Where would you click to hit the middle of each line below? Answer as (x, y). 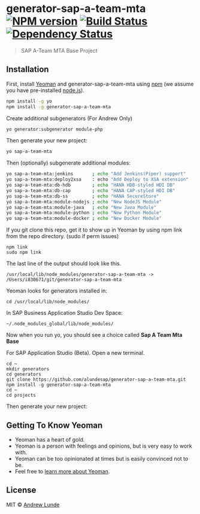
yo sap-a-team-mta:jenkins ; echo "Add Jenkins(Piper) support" (96, 174)
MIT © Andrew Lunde (33, 504)
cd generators (24, 375)
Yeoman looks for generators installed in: (57, 291)
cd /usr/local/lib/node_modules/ (48, 302)
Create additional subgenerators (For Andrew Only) (69, 118)
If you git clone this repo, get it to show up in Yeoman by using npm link (94, 230)
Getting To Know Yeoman (54, 425)
